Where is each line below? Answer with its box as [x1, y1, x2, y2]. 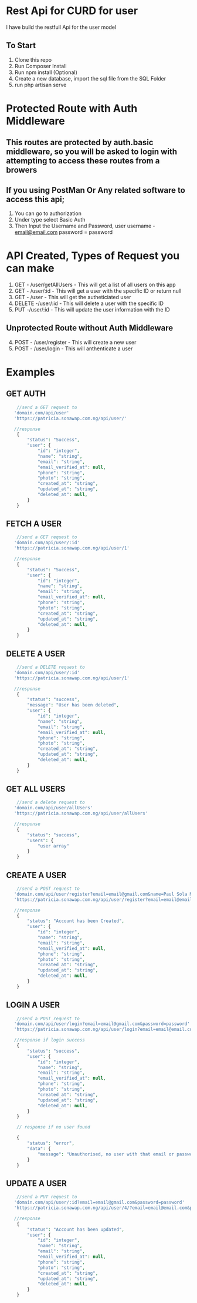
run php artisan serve [14, 81, 67, 88]
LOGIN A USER [6, 1000, 60, 1010]
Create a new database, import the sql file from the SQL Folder [14, 75, 166, 82]
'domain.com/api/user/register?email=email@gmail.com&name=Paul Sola [13, 891, 188, 897]
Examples [6, 366, 55, 379]
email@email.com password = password [14, 229, 113, 236]
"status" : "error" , [27, 1140, 75, 1147]
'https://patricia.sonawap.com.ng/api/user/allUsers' [13, 810, 148, 816]
